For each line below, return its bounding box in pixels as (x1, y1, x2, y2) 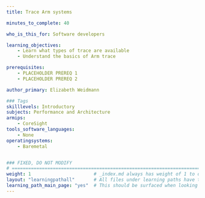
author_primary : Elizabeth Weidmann (6, 87, 99, 93)
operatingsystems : (6, 137, 53, 144)
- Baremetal (17, 143, 48, 150)
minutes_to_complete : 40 (6, 20, 70, 26)
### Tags (6, 98, 29, 104)
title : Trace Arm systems (6, 9, 72, 15)
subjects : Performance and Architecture (6, 109, 111, 116)
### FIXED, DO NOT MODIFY (6, 159, 72, 166)
